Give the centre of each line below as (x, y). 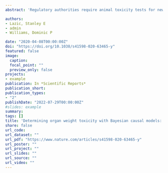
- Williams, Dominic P (29, 33)
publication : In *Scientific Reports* (45, 84)
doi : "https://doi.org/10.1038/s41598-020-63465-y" (60, 46)
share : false (19, 125)
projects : (15, 74)
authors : (14, 19)
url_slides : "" (21, 153)
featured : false (22, 51)
